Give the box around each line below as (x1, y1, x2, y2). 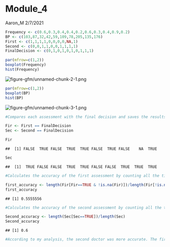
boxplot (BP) (5, 91, 30, 96)
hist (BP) (5, 95, 24, 100)
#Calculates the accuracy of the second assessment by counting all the (5, 205, 162, 210)
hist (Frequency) (5, 67, 39, 72)
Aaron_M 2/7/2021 (5, 20, 44, 26)
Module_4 (5, 3, 48, 15)
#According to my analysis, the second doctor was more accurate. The (5, 237, 157, 242)
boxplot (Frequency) (5, 62, 47, 67)
